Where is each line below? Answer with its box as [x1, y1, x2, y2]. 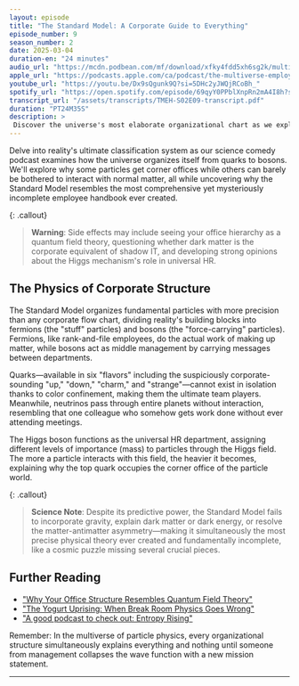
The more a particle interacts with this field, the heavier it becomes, [9, 453, 257, 463]
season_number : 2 [9, 37, 74, 47]
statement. [9, 658, 49, 669]
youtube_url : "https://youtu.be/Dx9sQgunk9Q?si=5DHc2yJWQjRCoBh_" [9, 79, 261, 88]
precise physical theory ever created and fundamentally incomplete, [30, 535, 282, 545]
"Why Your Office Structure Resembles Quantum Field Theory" [21, 593, 254, 604]
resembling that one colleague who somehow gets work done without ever [9, 407, 283, 418]
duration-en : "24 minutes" [9, 54, 109, 63]
